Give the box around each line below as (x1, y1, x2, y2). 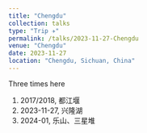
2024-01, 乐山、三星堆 (19, 115, 95, 125)
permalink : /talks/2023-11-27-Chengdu (8, 34, 139, 43)
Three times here (8, 78, 65, 89)
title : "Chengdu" (8, 11, 67, 20)
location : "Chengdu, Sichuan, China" (8, 57, 136, 65)
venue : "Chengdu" (8, 42, 67, 50)
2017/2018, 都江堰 (19, 95, 81, 105)
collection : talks (8, 19, 70, 27)
